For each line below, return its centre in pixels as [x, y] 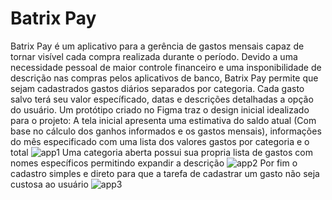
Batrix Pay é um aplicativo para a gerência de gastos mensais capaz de [157, 46]
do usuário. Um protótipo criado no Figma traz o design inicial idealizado [160, 109]
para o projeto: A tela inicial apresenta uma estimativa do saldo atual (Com [163, 120]
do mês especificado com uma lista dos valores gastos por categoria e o [160, 141]
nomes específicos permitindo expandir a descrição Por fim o [154, 163]
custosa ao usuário [49, 184]
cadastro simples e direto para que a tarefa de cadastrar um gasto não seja [165, 173]
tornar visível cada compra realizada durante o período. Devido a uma [154, 56]
